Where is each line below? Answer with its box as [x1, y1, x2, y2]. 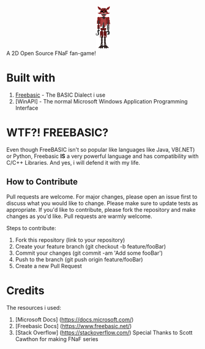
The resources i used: [6, 304, 61, 311]
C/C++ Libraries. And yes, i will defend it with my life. [6, 159, 141, 166]
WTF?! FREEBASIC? [6, 126, 109, 140]
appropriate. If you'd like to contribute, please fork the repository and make [6, 206, 196, 213]
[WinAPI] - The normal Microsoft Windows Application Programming [15, 97, 188, 105]
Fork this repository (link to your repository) [15, 236, 125, 244]
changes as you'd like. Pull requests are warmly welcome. [6, 212, 152, 220]
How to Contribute [6, 177, 78, 187]
